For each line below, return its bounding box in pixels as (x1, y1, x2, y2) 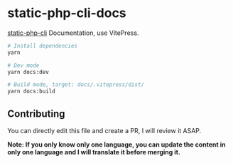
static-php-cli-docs (7, 5, 126, 21)
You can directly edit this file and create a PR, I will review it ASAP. (7, 127, 202, 135)
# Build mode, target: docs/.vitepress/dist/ (7, 81, 144, 88)
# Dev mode (7, 62, 40, 69)
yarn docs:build (7, 88, 55, 95)
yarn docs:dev (7, 68, 50, 75)
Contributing (7, 107, 65, 120)
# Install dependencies (7, 42, 78, 49)
